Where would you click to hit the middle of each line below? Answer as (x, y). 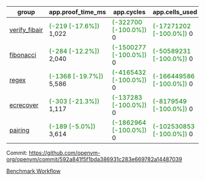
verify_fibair (26, 30)
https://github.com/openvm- (65, 153)
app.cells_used (175, 12)
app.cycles (129, 12)
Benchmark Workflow (34, 171)
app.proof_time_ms (77, 12)
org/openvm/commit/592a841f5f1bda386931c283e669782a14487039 (94, 159)
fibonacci (23, 55)
